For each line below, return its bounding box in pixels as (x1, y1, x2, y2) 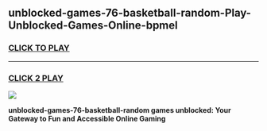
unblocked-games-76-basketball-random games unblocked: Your (8, 105, 232, 114)
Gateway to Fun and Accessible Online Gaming (8, 114, 166, 123)
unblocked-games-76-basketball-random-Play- (8, 6, 252, 20)
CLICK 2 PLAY (8, 72, 64, 83)
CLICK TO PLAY (8, 43, 70, 54)
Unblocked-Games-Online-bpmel (8, 19, 178, 33)
